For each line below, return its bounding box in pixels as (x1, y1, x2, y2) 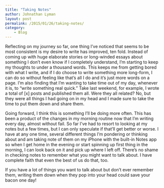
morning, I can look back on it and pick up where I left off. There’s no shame (5, 147, 158, 153)
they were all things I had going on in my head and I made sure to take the (5, 96, 154, 101)
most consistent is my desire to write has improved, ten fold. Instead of (5, 49, 148, 54)
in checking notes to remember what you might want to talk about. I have (5, 152, 152, 158)
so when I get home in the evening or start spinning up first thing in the (5, 142, 148, 147)
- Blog (14, 30, 27, 35)
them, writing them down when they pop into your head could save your (5, 172, 150, 178)
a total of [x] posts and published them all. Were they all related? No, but (5, 90, 151, 96)
